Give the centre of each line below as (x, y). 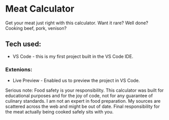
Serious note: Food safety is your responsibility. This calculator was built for (84, 90)
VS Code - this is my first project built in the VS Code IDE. (73, 56)
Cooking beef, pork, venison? (36, 28)
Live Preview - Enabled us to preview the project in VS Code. (76, 81)
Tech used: (23, 44)
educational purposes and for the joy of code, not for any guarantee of (79, 96)
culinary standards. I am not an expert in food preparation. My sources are (83, 101)
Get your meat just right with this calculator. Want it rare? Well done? (77, 23)
